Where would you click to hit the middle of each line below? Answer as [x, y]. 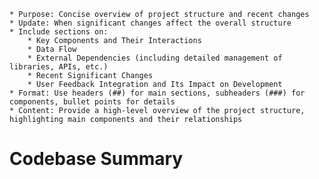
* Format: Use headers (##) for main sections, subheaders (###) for [157, 93]
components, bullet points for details [92, 102]
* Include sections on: [59, 32]
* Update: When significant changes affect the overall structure [150, 23]
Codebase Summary [96, 159]
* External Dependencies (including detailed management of [155, 58]
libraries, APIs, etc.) [59, 67]
